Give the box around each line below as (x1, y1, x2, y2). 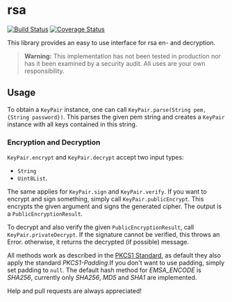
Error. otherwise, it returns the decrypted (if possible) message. (7, 238, 190, 246)
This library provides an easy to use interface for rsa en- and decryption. (7, 38, 216, 47)
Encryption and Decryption (7, 137, 101, 147)
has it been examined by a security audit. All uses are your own (24, 59, 206, 67)
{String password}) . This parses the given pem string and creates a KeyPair (7, 112, 225, 121)
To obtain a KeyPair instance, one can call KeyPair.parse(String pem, (7, 105, 206, 113)
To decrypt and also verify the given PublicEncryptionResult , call (7, 223, 194, 231)
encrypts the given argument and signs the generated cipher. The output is (7, 202, 222, 210)
